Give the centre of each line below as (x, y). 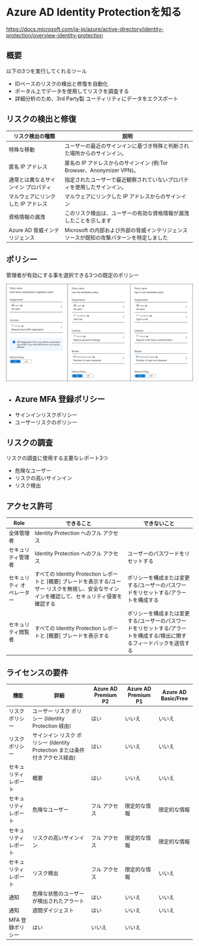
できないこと (159, 523)
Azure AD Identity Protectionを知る (94, 12)
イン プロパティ (33, 187)
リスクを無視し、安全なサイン (83, 589)
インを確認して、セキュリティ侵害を (78, 596)
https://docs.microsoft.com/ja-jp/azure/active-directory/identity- (85, 29)
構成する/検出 (154, 635)
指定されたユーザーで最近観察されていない (116, 180)
